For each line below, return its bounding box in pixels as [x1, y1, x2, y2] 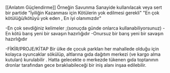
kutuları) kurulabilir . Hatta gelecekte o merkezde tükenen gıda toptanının [5, 57, 159, 63]
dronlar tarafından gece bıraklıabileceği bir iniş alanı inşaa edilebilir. [5, 62, 147, 68]
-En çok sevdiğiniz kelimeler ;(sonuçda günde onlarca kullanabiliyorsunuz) [5, 25, 162, 31]
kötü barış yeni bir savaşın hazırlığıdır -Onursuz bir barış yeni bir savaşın [12, 31, 164, 36]
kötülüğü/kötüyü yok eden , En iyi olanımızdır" [5, 15, 102, 21]
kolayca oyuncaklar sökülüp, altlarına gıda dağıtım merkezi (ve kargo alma [5, 51, 161, 57]
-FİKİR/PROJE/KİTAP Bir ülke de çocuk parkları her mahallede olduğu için [5, 46, 159, 52]
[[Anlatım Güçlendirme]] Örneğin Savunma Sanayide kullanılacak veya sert [5, 5, 162, 10]
